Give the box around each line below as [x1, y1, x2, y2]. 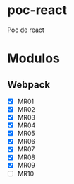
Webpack [7, 79, 51, 91]
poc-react [7, 2, 68, 18]
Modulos [7, 50, 60, 67]
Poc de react [7, 25, 44, 34]
